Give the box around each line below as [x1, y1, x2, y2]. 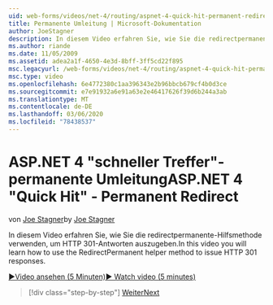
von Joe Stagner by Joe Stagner [8, 214, 115, 224]
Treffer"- [162, 153, 225, 172]
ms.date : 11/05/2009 [8, 50, 79, 58]
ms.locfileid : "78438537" [8, 118, 96, 126]
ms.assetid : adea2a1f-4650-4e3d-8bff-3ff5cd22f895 [8, 58, 184, 66]
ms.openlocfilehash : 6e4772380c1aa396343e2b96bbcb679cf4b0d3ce [8, 80, 227, 88]
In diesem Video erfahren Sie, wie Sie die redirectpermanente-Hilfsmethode [8, 229, 262, 240]
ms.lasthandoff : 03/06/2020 [8, 111, 104, 119]
